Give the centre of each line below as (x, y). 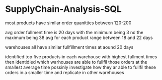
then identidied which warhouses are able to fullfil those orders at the (76, 62)
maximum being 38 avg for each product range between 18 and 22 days (79, 38)
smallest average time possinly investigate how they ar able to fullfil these (81, 67)
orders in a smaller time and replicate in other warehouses (65, 72)
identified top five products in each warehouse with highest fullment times (81, 57)
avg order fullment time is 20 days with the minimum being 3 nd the (74, 32)
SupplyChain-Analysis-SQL (63, 9)
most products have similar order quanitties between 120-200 (68, 23)
